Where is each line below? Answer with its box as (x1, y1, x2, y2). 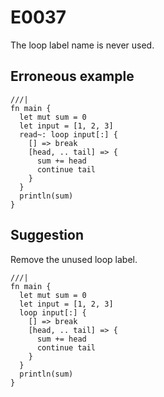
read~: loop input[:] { (19, 129, 118, 140)
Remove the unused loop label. (10, 253, 138, 265)
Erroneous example (10, 68, 135, 85)
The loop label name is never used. (10, 39, 155, 51)
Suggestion (10, 227, 84, 244)
